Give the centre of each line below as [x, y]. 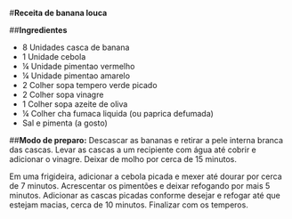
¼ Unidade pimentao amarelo [76, 76]
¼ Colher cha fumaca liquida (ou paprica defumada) [118, 114]
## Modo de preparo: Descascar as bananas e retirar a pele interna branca [146, 140]
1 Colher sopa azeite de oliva [75, 104]
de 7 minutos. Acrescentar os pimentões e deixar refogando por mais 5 [140, 186]
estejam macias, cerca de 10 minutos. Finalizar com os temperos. [129, 205]
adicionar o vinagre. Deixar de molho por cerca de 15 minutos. [123, 159]
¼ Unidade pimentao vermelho [78, 66]
